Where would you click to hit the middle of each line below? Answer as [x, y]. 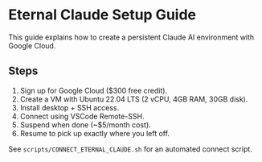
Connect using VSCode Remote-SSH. [82, 116]
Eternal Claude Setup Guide [102, 15]
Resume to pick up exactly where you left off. [95, 133]
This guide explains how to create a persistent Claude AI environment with [131, 37]
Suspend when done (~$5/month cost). [85, 125]
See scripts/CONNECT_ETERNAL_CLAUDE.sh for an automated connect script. [131, 149]
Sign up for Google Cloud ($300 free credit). [93, 90]
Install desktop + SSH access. [69, 107]
